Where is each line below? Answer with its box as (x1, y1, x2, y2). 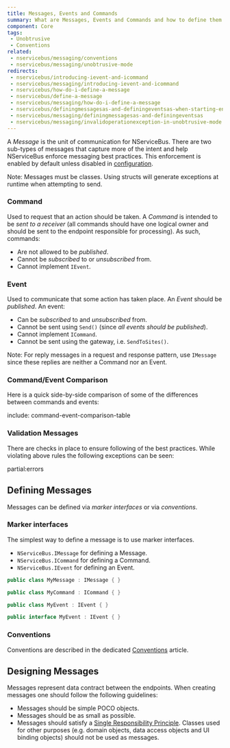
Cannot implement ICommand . (16, 330, 97, 338)
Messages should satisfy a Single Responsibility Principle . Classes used (16, 718, 220, 727)
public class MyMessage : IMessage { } (7, 576, 121, 583)
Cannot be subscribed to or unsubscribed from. (16, 255, 152, 263)
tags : (7, 29, 23, 36)
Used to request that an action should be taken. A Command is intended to (7, 212, 218, 220)
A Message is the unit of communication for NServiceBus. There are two (7, 137, 212, 145)
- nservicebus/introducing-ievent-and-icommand (10, 73, 149, 81)
